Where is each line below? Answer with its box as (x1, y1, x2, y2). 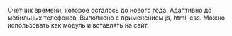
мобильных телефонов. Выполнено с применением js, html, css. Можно (7, 13, 226, 22)
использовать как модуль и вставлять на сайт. (7, 21, 149, 29)
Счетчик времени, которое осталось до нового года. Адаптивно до (7, 6, 212, 14)
